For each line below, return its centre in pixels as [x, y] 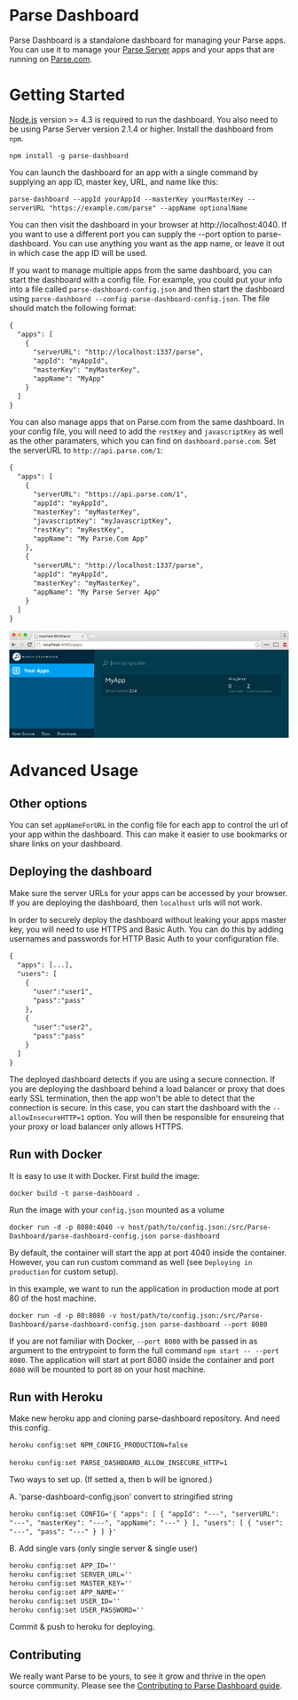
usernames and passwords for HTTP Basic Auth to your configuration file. [144, 938]
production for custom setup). [64, 1271]
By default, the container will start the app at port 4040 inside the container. [148, 1252]
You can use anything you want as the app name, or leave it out [169, 243]
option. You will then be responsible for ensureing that [185, 1117]
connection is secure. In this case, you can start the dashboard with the [140, 1107]
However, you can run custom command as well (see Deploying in [131, 1262]
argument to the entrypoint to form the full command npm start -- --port [144, 1350]
